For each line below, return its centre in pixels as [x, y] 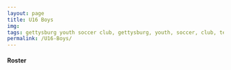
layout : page [26, 13]
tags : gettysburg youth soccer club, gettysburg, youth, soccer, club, [112, 32]
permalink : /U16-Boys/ [40, 39]
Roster [17, 60]
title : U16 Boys [30, 20]
